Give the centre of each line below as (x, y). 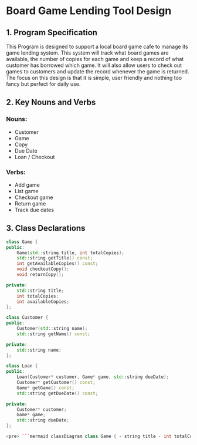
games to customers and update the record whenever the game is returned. (98, 71)
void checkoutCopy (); (43, 269)
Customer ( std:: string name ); (52, 329)
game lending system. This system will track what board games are (87, 53)
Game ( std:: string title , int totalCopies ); (71, 253)
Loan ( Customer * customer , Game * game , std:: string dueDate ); (93, 377)
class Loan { (22, 366)
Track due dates (34, 210)
